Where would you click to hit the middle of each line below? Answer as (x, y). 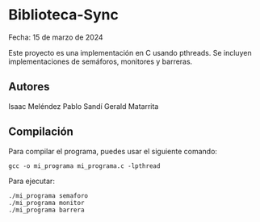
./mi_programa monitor (46, 203)
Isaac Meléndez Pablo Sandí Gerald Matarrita (84, 106)
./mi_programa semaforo (48, 195)
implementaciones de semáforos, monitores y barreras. (101, 61)
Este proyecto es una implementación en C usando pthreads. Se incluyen (130, 52)
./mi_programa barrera (46, 210)
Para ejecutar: (31, 181)
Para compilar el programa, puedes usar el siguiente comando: (113, 151)
